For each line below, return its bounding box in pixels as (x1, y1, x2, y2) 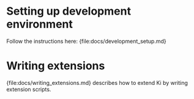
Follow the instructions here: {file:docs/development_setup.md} (6, 37, 166, 45)
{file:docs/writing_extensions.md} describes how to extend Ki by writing (6, 79, 188, 86)
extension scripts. (6, 86, 51, 93)
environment (6, 17, 73, 31)
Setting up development (6, 4, 132, 18)
